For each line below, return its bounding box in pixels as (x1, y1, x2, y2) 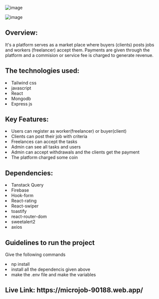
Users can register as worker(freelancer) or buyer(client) (11, 128, 127, 134)
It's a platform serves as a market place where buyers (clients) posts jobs (5, 42, 155, 48)
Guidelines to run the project (5, 238, 95, 247)
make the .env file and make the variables (11, 272, 96, 278)
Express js (11, 100, 33, 106)
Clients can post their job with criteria (11, 134, 87, 140)
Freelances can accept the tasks (11, 139, 78, 145)
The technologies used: (5, 67, 80, 75)
